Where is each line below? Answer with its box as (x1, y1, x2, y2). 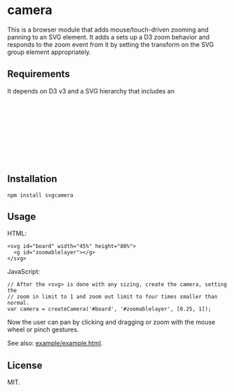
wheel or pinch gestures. (7, 325, 79, 334)
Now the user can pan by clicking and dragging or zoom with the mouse (7, 318, 216, 327)
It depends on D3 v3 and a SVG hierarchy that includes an (7, 86, 175, 95)
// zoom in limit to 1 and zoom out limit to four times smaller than (7, 294, 218, 301)
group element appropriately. (7, 48, 91, 56)
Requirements (7, 68, 70, 80)
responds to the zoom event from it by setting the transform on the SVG (7, 40, 214, 48)
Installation (7, 173, 57, 185)
